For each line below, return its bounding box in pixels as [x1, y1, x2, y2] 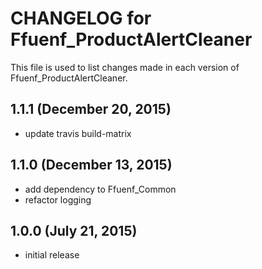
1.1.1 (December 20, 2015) [10, 101, 172, 118]
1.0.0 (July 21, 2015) [10, 222, 138, 239]
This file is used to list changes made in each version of [10, 61, 240, 73]
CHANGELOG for [10, 7, 152, 30]
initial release [24, 249, 80, 261]
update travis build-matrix [24, 127, 132, 139]
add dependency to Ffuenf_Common [24, 183, 177, 195]
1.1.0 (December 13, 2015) [10, 157, 173, 174]
